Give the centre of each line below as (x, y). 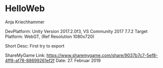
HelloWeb (25, 8)
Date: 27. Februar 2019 (78, 60)
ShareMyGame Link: (25, 55)
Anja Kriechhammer (25, 22)
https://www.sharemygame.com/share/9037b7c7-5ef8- (102, 55)
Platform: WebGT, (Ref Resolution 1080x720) (50, 36)
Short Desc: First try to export (35, 46)
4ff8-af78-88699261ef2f (30, 60)
